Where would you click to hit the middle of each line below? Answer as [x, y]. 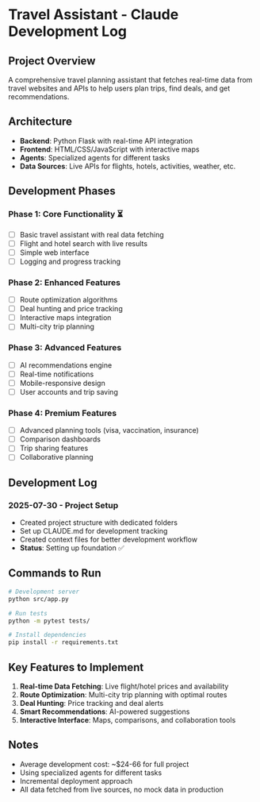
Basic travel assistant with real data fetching [92, 234]
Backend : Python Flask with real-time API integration [106, 141]
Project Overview [52, 61]
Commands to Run [55, 573]
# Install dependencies [48, 635]
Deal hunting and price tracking [71, 309]
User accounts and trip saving [69, 391]
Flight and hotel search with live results [84, 243]
